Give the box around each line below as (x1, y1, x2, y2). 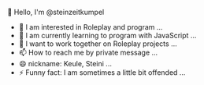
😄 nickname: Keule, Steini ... (18, 59, 112, 68)
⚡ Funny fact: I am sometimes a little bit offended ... (18, 68, 186, 77)
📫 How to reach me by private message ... (18, 48, 158, 57)
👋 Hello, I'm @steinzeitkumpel (7, 8, 105, 16)
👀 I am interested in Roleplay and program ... (18, 23, 163, 31)
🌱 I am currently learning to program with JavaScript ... (18, 31, 197, 40)
